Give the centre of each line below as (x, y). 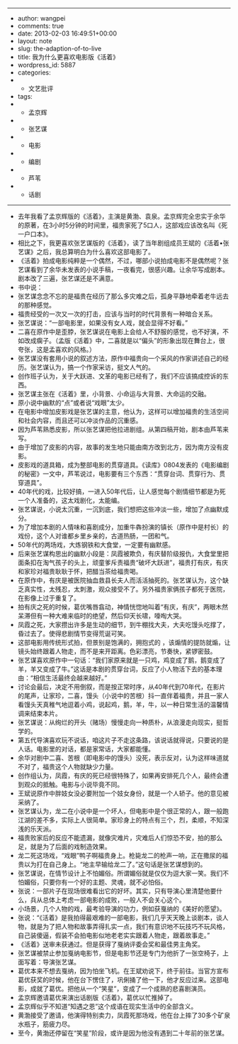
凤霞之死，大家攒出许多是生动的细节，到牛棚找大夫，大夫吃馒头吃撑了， (123, 625)
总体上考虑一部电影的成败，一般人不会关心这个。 (114, 900)
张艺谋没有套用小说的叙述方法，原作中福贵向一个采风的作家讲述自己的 (120, 358)
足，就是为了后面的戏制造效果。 (64, 847)
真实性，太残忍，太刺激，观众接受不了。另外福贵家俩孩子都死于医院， (126, 589)
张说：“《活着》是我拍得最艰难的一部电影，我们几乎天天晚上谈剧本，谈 (120, 918)
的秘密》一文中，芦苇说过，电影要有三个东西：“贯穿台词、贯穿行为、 (118, 474)
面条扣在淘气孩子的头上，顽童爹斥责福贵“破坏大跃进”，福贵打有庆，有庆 (123, 562)
